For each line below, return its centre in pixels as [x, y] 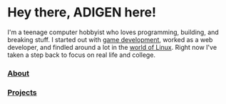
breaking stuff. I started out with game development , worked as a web [110, 39]
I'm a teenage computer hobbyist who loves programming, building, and [113, 32]
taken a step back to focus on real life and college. [81, 55]
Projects [22, 92]
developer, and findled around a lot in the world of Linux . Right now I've [112, 47]
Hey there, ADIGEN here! [82, 12]
